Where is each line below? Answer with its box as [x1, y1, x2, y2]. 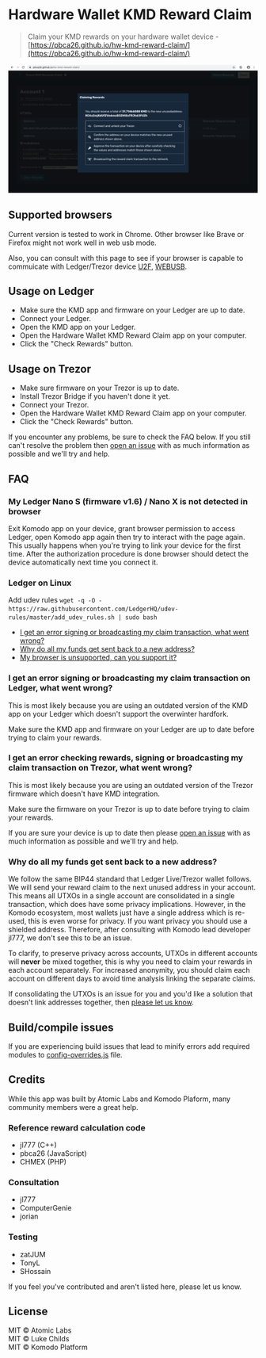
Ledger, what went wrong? [8, 683, 113, 694]
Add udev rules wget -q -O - [8, 595, 103, 605]
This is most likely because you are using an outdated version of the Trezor [8, 780, 253, 790]
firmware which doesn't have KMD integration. [8, 789, 161, 798]
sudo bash [125, 614, 158, 622]
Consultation [8, 1176, 59, 1188]
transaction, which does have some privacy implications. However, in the [8, 900, 246, 909]
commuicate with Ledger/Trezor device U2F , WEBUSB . [8, 262, 188, 271]
